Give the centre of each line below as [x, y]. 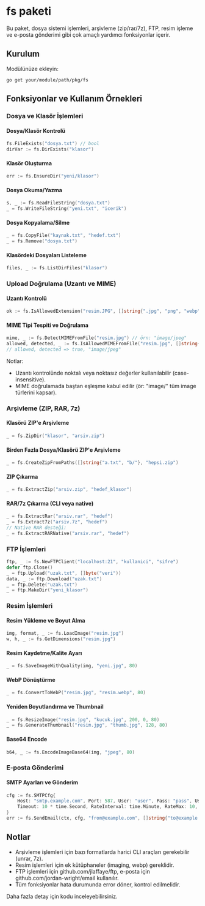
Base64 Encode [27, 739]
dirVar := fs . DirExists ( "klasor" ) [50, 149]
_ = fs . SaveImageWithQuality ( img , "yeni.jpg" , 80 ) [72, 666]
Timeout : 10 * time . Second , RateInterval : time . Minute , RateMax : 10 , [108, 807]
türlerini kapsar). [36, 392]
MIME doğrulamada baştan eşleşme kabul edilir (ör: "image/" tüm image [106, 386]
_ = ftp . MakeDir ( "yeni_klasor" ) [47, 590]
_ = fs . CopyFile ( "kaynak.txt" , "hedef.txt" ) [64, 236]
